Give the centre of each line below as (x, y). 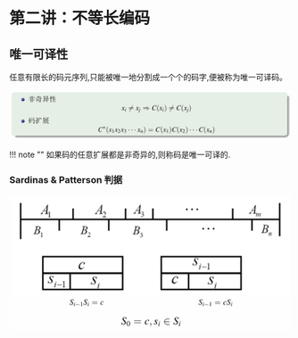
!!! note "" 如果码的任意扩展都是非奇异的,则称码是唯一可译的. (120, 155)
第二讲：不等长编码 (80, 18)
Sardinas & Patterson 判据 (66, 180)
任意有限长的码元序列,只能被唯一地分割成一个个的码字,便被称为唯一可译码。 (149, 77)
